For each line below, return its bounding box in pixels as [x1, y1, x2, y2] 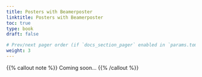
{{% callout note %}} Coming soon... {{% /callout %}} [6, 64, 139, 71]
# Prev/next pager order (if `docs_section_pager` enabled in [6, 42, 165, 48]
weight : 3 [6, 48, 31, 54]
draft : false [6, 31, 39, 37]
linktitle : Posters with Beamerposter [6, 14, 103, 20]
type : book [6, 25, 34, 32]
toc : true [6, 20, 31, 26]
